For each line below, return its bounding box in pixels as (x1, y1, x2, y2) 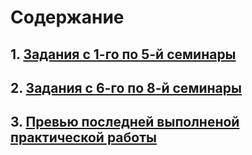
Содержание (10, 6, 125, 29)
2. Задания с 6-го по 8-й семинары (10, 79, 242, 96)
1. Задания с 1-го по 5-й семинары (10, 46, 237, 63)
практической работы (10, 129, 157, 146)
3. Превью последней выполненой (10, 114, 240, 131)
